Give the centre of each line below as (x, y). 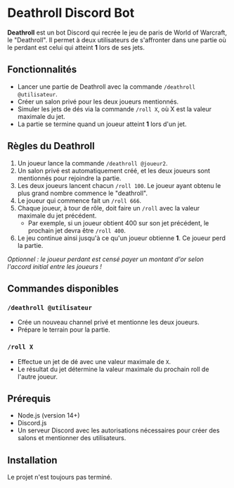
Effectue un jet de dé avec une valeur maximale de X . (94, 361)
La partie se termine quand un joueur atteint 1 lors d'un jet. (102, 124)
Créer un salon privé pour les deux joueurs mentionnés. (98, 101)
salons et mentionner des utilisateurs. (72, 438)
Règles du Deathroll (51, 146)
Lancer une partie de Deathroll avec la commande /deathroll (106, 87)
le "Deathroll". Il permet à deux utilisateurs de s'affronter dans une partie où (117, 39)
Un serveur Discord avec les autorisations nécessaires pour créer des (118, 430)
